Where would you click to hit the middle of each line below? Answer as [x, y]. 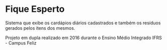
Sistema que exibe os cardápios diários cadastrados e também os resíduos [83, 23]
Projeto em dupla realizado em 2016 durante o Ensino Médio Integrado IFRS [83, 38]
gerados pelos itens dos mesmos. [40, 28]
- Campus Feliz [21, 43]
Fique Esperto [35, 9]
